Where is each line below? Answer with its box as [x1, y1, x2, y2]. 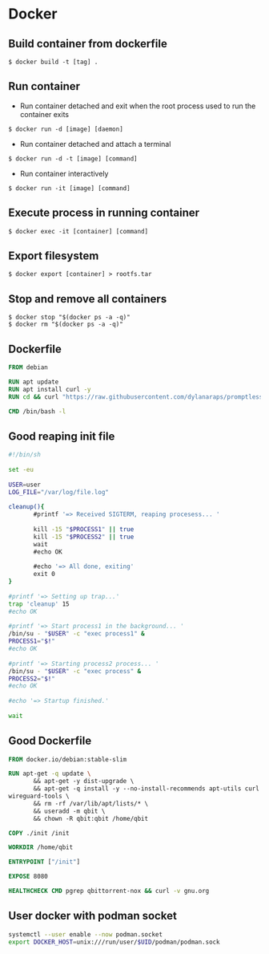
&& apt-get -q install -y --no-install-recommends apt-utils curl [33, 785, 260, 793]
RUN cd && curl [8, 392, 59, 401]
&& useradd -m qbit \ [33, 807, 106, 815]
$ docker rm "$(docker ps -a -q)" [8, 320, 124, 329]
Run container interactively [19, 168, 109, 178]
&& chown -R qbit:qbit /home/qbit [33, 814, 149, 822]
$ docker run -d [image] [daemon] [8, 125, 124, 133]
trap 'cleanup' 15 [8, 599, 70, 608]
